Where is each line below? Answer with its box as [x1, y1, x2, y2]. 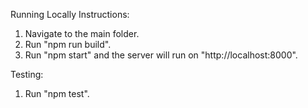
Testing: [10, 69, 44, 80]
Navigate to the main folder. [24, 28, 140, 39]
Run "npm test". [24, 88, 90, 99]
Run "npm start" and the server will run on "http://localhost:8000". [24, 49, 298, 61]
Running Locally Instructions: [10, 9, 130, 20]
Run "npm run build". [24, 39, 112, 50]
